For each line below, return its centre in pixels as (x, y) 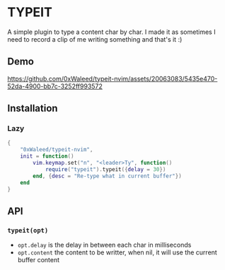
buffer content (39, 260)
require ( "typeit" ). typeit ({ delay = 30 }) (105, 169)
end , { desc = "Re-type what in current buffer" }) (107, 176)
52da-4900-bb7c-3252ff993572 (55, 86)
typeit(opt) (28, 230)
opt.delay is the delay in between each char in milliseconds (104, 245)
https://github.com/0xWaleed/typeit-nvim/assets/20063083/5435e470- (112, 78)
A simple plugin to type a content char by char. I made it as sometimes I (111, 32)
